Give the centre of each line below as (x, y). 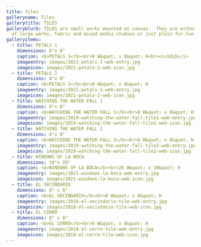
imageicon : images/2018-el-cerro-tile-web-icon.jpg (83, 234)
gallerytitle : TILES (32, 23)
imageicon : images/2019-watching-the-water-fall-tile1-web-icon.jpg (104, 123)
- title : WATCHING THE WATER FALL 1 (57, 101)
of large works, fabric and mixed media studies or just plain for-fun (103, 34)
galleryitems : (24, 40)
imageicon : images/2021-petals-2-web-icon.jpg (76, 95)
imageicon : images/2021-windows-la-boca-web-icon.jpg (85, 179)
